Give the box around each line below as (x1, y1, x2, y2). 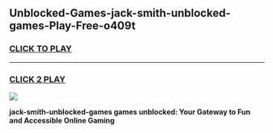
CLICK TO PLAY (9, 44, 72, 55)
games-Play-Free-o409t (9, 19, 136, 33)
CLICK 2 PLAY (9, 73, 66, 85)
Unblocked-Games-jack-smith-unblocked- (9, 6, 231, 20)
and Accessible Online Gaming (9, 115, 115, 125)
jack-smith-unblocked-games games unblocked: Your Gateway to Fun (9, 106, 250, 116)
